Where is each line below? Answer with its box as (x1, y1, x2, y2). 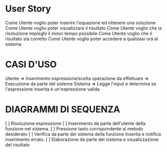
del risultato (5, 141, 30, 147)
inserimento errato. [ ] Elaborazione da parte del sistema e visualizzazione (5, 136, 159, 142)
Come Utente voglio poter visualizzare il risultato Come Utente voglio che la (5, 25, 162, 31)
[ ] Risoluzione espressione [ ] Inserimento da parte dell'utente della (5, 120, 146, 126)
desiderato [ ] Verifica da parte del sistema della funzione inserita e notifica (5, 131, 161, 137)
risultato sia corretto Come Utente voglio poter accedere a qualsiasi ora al (5, 36, 158, 42)
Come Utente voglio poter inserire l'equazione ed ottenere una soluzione (5, 20, 156, 26)
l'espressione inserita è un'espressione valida (5, 86, 100, 92)
